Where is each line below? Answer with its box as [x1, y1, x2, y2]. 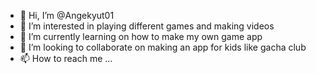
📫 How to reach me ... [19, 53, 113, 64]
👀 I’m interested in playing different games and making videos [19, 20, 275, 32]
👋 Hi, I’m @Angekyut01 [19, 10, 115, 21]
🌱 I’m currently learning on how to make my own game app [19, 31, 263, 42]
